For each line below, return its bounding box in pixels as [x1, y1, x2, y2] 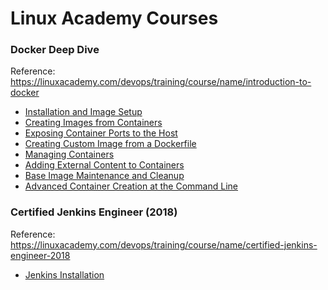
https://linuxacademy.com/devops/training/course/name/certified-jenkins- [10, 238, 318, 251]
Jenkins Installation [24, 268, 105, 281]
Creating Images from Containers [24, 117, 163, 129]
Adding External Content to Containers [24, 159, 185, 171]
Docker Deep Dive [10, 43, 100, 57]
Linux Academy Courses [10, 7, 219, 30]
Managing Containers [24, 148, 115, 161]
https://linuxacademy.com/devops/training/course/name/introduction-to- [10, 76, 312, 88]
